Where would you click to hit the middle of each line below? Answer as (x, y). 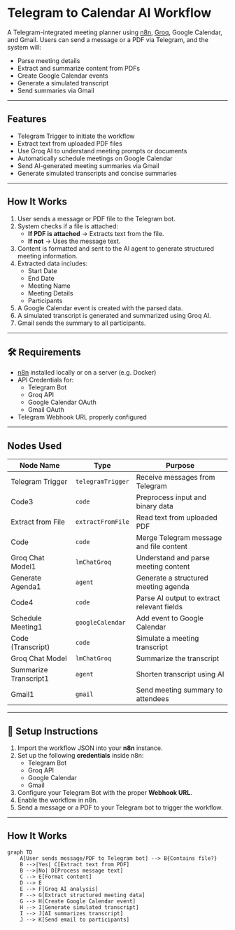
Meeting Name (49, 286)
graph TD (20, 852)
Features (27, 119)
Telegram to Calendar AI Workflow (109, 13)
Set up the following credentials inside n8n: (80, 755)
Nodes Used (35, 446)
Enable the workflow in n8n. (58, 800)
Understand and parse (173, 558)
